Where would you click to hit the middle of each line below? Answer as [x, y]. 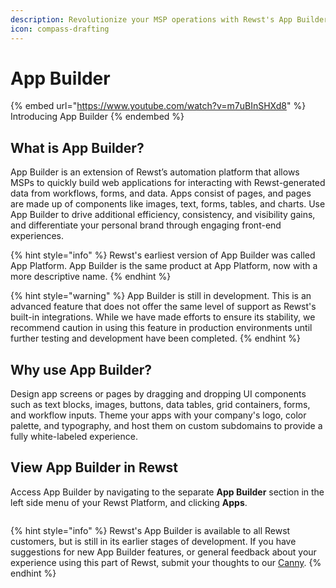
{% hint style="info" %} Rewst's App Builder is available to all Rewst [150, 530]
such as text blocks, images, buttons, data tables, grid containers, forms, [160, 405]
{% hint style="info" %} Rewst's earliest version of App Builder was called [163, 255]
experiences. [37, 236]
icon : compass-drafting [60, 29]
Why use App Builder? [81, 369]
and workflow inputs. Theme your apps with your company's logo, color [158, 415]
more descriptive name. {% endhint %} [91, 277]
